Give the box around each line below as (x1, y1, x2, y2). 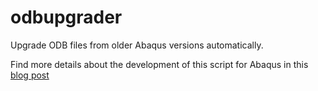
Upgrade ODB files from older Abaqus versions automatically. (10, 39, 264, 51)
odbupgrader (10, 6, 123, 29)
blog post (10, 69, 50, 81)
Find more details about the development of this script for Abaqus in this (10, 58, 309, 70)
